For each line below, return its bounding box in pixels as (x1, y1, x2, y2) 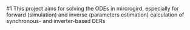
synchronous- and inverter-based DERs (6, 18, 106, 24)
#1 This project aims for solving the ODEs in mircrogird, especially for (6, 5, 179, 12)
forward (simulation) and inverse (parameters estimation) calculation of (6, 11, 185, 18)
